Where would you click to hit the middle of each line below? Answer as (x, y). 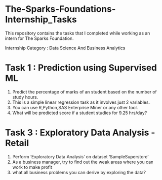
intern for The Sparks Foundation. (40, 38)
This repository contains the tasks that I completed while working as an (78, 33)
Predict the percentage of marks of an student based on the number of (84, 91)
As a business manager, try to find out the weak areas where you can (83, 162)
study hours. (25, 97)
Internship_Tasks (41, 19)
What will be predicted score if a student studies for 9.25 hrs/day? (80, 113)
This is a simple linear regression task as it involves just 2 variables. (81, 102)
